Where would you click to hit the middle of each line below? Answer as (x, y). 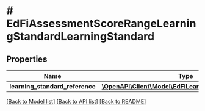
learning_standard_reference (52, 86)
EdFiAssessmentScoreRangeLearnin (101, 23)
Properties (27, 59)
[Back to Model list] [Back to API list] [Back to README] (76, 102)
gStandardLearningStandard (80, 37)
